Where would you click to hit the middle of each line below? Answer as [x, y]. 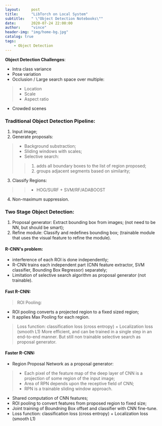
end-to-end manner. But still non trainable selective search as [79, 337]
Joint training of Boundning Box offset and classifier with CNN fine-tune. [85, 408]
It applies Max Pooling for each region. [51, 317]
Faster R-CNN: [20, 353]
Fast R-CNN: [18, 291]
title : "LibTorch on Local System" [47, 14]
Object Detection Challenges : [35, 59]
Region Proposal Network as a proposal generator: [63, 364]
